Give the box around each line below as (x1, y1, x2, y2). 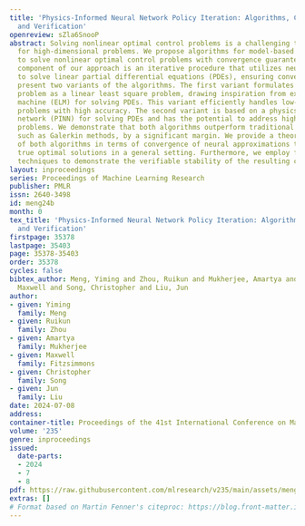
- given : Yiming (9, 300, 71, 309)
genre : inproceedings (9, 434, 92, 444)
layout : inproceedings (9, 165, 95, 174)
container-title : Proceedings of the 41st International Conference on (9, 418, 286, 427)
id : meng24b (9, 199, 54, 209)
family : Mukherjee (17, 342, 88, 351)
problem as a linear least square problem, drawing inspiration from (17, 89, 286, 98)
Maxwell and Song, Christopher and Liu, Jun (17, 283, 189, 292)
